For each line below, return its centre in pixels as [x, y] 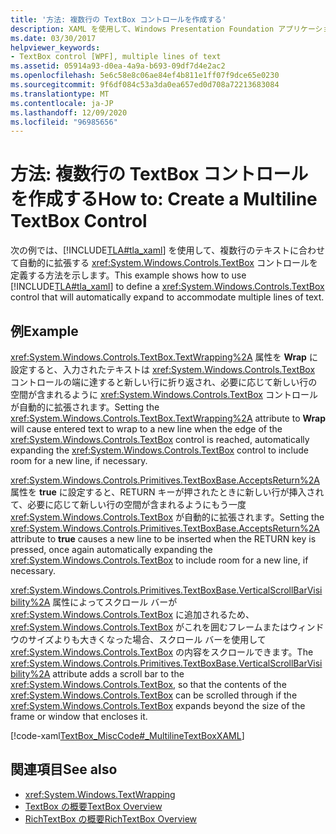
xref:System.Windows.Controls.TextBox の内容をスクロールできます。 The [162, 652]
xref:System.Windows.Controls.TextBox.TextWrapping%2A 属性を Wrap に [164, 357]
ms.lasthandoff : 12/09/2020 [69, 112]
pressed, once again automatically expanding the [111, 549]
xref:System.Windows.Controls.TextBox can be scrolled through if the [154, 695]
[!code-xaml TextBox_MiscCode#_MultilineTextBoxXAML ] [127, 735]
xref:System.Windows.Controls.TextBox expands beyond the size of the [158, 705]
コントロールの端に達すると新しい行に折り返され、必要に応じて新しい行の [164, 382]
